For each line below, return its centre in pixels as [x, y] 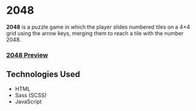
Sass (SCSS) [31, 95]
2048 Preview [27, 55]
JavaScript [28, 101]
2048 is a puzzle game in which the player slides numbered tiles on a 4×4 [98, 27]
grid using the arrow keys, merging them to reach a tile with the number [95, 33]
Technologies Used [43, 74]
